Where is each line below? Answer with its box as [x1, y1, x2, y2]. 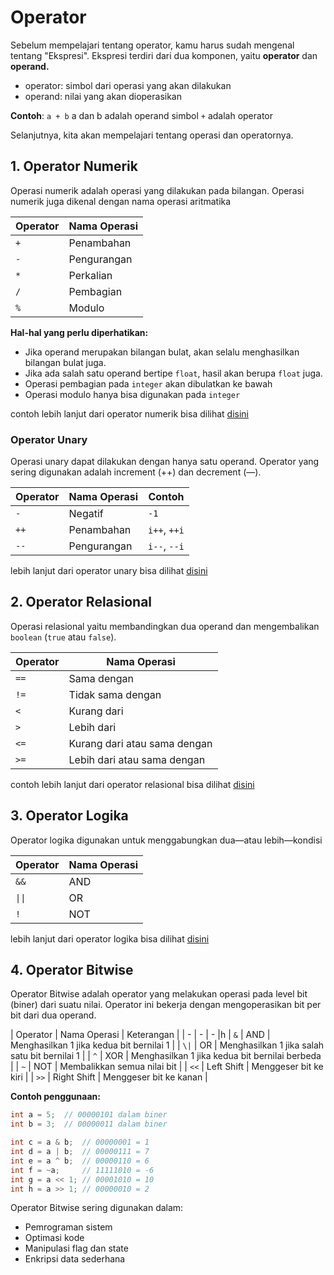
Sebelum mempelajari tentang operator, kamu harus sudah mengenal [10, 39, 295, 51]
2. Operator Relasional [10, 594, 153, 611]
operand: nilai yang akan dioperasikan [24, 90, 183, 102]
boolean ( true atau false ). [10, 631, 117, 643]
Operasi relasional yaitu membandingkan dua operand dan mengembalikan [10, 620, 320, 632]
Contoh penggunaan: [10, 1091, 101, 1103]
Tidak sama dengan [68, 687, 162, 701]
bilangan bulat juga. [24, 356, 107, 368]
